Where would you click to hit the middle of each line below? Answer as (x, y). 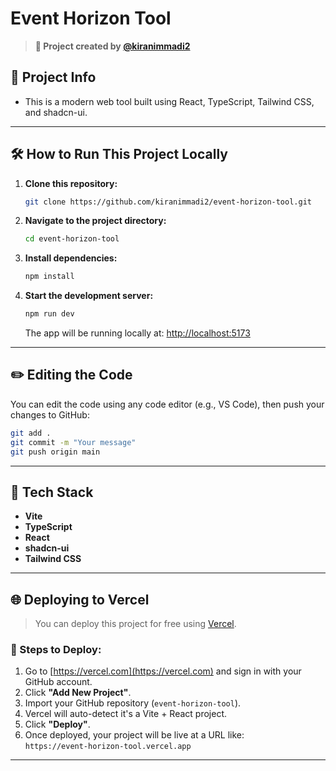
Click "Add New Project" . (78, 693)
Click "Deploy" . (57, 724)
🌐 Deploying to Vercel (80, 599)
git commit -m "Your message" (73, 442)
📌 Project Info (53, 77)
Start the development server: (89, 296)
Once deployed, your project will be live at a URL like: (134, 735)
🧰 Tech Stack (52, 492)
